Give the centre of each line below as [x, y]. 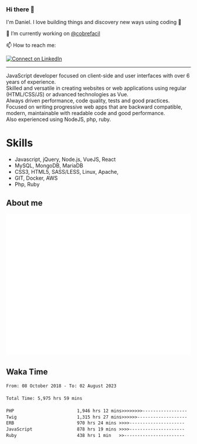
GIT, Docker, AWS [36, 178]
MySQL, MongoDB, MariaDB [49, 166]
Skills [20, 143]
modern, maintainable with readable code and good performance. [86, 113]
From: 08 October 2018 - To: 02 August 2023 [61, 386]
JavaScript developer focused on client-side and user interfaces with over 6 [98, 76]
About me [24, 203]
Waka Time [27, 371]
